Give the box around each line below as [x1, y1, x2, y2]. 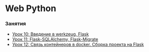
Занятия [5, 20, 26, 27]
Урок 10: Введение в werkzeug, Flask [12, 31, 89, 37]
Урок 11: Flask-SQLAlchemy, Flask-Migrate [12, 36, 99, 42]
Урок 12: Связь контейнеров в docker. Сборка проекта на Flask [12, 42, 144, 48]
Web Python [5, 3, 56, 14]
